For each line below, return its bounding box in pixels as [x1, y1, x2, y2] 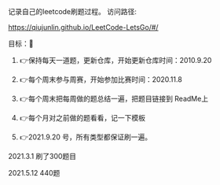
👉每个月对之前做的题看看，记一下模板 [19, 113, 145, 122]
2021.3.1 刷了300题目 [8, 152, 77, 161]
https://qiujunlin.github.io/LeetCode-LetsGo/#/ [8, 23, 159, 31]
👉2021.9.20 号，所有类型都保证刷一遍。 [19, 132, 152, 142]
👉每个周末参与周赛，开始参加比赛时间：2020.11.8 [19, 75, 182, 84]
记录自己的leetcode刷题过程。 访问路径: [8, 7, 137, 16]
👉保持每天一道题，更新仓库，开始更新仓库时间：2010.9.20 [19, 56, 212, 65]
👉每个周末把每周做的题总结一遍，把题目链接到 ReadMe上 [19, 94, 209, 103]
